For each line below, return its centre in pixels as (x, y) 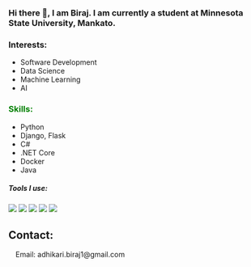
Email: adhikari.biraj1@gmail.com (70, 255)
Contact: (31, 235)
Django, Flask (43, 135)
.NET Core (37, 152)
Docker (32, 161)
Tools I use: (28, 189)
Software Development (58, 62)
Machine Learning (50, 79)
